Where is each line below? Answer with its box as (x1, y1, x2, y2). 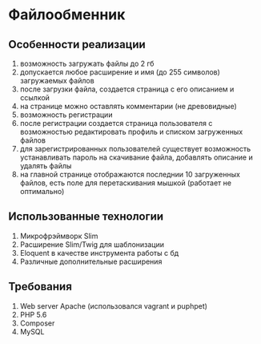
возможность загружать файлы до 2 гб (19, 59, 155, 68)
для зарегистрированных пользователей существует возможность (19, 144, 251, 153)
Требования (8, 280, 72, 293)
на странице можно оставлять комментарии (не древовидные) (19, 102, 238, 111)
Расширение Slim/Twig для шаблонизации (19, 239, 165, 249)
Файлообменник (8, 6, 126, 24)
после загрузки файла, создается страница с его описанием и (19, 84, 235, 94)
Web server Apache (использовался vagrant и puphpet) (19, 301, 208, 310)
